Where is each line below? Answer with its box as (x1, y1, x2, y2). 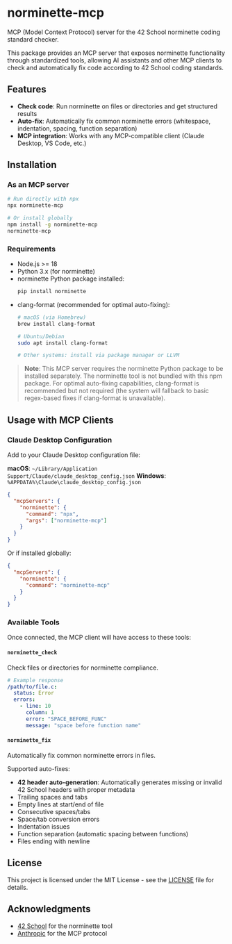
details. (7, 883, 28, 891)
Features (7, 83, 47, 95)
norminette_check (7, 649, 58, 656)
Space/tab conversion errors (17, 815, 100, 823)
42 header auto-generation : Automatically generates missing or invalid (17, 778, 222, 786)
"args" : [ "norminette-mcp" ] (25, 517, 108, 524)
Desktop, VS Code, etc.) (17, 139, 87, 147)
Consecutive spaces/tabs (17, 807, 91, 815)
